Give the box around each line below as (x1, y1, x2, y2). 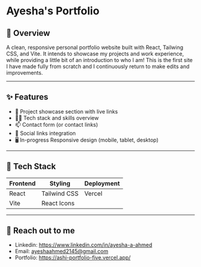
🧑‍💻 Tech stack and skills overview (14, 114, 99, 121)
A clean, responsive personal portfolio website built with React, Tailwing (6, 44, 184, 51)
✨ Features (6, 92, 48, 102)
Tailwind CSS (41, 189, 79, 198)
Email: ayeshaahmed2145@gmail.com (14, 248, 109, 255)
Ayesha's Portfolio (6, 4, 100, 18)
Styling (50, 179, 71, 188)
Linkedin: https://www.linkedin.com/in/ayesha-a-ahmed (14, 241, 153, 248)
